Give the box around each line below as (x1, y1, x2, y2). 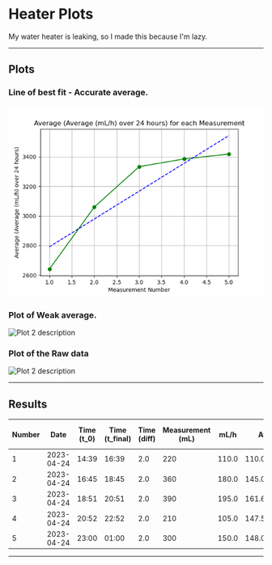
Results (8, 397, 48, 411)
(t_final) (104, 434, 132, 444)
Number (11, 429, 40, 439)
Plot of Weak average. (8, 309, 97, 320)
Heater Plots (8, 5, 94, 23)
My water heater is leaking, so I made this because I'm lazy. (8, 32, 208, 41)
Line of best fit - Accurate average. (8, 86, 149, 98)
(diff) (138, 434, 156, 444)
